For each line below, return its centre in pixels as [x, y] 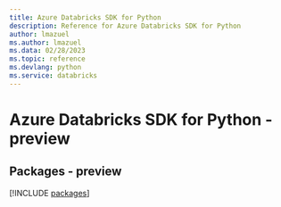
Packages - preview [66, 172]
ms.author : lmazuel [45, 42]
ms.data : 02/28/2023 [48, 51]
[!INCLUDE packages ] [50, 193]
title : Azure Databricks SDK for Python [86, 17]
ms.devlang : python [45, 68]
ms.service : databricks [54, 76]
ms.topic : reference [48, 59]
